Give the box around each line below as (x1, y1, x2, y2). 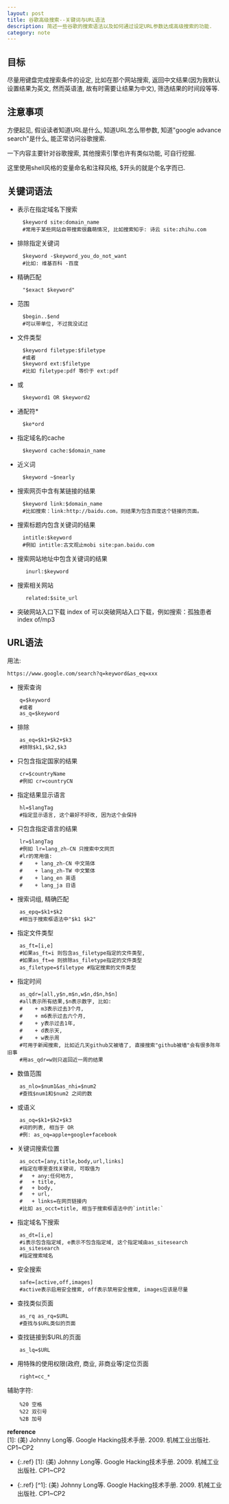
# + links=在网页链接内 (19, 1197, 87, 1204)
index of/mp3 (16, 615, 56, 623)
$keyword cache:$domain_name (22, 447, 106, 454)
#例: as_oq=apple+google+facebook (19, 1131, 117, 1138)
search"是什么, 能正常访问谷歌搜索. (7, 134, 107, 143)
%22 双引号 (19, 1408, 47, 1415)
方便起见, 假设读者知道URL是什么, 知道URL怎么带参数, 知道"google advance (7, 126, 221, 134)
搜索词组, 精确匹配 (16, 894, 69, 903)
